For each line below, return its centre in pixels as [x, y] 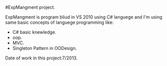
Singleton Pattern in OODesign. [45, 48]
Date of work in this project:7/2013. [41, 58]
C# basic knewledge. [34, 32]
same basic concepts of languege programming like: [59, 22]
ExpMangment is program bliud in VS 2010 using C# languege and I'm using [84, 17]
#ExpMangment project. [30, 7]
